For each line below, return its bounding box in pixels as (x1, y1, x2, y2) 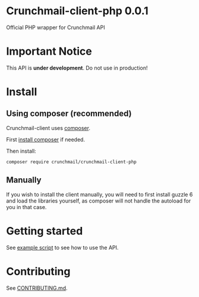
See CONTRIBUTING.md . (6, 284, 68, 292)
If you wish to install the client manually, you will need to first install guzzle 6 (6, 191, 193, 198)
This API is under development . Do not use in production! (6, 64, 148, 71)
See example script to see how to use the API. (6, 244, 119, 251)
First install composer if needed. (6, 135, 85, 143)
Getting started (6, 224, 83, 238)
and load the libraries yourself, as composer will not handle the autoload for (6, 197, 191, 204)
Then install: (6, 147, 37, 154)
